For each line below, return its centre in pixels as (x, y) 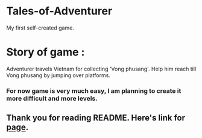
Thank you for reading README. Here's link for (96, 118)
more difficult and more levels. (52, 98)
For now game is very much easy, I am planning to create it (94, 90)
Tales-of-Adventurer (59, 11)
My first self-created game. (40, 28)
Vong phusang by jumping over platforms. (58, 75)
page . (17, 127)
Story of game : (46, 52)
